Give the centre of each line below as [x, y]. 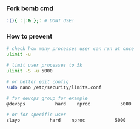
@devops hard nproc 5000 [69, 104]
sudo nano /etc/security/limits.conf [54, 87]
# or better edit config [38, 82]
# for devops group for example [47, 98]
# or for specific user [36, 115]
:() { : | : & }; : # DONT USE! [40, 21]
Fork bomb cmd [30, 8]
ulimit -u [19, 55]
